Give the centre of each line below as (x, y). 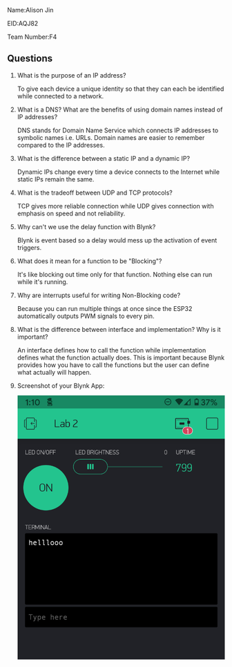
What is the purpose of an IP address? (71, 75)
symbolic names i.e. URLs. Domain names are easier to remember (111, 137)
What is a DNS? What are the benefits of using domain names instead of (120, 109)
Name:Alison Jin (30, 10)
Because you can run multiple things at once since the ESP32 (105, 308)
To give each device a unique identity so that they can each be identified (120, 89)
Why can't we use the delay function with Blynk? (86, 226)
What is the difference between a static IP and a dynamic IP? (104, 158)
